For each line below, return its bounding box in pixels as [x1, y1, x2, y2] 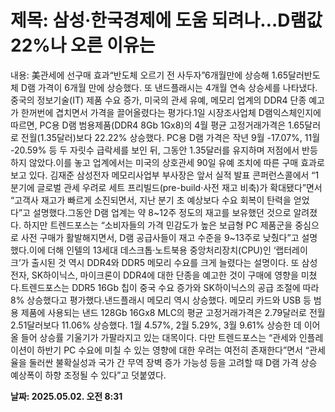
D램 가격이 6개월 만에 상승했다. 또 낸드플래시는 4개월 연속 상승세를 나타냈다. [20, 81, 318, 93]
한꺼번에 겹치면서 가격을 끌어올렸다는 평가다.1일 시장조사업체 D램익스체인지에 [20, 106, 322, 118]
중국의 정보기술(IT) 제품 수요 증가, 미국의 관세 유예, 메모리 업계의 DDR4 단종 [10, 94, 307, 106]
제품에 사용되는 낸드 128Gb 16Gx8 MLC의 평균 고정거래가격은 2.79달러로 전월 [20, 306, 326, 318]
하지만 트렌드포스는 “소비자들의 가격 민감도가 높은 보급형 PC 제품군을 [23, 219, 293, 231]
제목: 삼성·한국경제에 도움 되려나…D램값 [10, 9, 323, 32]
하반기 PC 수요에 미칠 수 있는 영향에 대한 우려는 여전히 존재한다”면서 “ [36, 344, 310, 356]
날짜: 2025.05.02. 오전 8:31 [10, 390, 123, 402]
